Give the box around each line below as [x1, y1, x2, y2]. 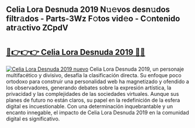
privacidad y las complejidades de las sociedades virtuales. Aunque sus [6, 91, 179, 97]
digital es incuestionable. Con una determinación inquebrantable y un [6, 103, 173, 110]
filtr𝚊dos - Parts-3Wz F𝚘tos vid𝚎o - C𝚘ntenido [6, 14, 180, 24]
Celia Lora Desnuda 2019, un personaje [89, 65, 184, 72]
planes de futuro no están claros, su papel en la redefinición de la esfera [6, 96, 180, 103]
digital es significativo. [6, 115, 60, 122]
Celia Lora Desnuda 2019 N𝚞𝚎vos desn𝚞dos [6, 5, 170, 15]
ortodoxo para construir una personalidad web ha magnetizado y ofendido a [6, 78, 190, 85]
